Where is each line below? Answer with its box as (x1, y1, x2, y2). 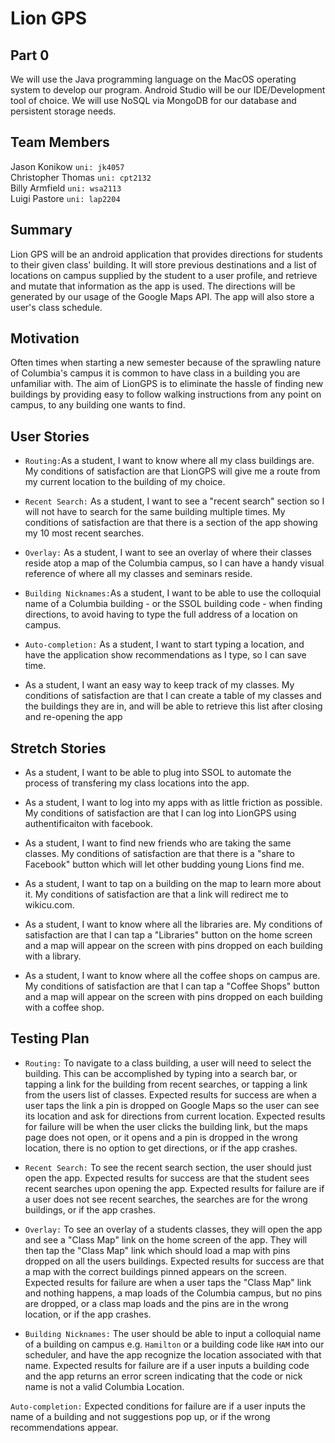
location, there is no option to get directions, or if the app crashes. (24, 1142, 298, 1154)
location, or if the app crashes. (24, 1308, 152, 1320)
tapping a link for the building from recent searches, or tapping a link (24, 1078, 308, 1090)
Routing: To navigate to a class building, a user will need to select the (24, 1057, 312, 1069)
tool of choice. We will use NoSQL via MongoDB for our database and (10, 95, 297, 106)
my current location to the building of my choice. (24, 476, 226, 488)
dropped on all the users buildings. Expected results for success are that (24, 1255, 325, 1267)
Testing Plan (10, 1030, 90, 1047)
